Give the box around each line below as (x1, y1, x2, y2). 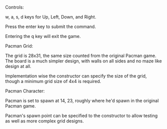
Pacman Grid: (5, 43, 33, 49)
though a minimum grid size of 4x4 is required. (5, 78, 101, 84)
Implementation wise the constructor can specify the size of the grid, (5, 73, 147, 79)
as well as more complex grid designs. (5, 118, 84, 124)
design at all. (5, 63, 31, 69)
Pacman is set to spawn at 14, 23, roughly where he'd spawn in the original (5, 97, 159, 103)
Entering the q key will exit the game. (5, 33, 81, 39)
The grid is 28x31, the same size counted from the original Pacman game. (5, 52, 157, 58)
